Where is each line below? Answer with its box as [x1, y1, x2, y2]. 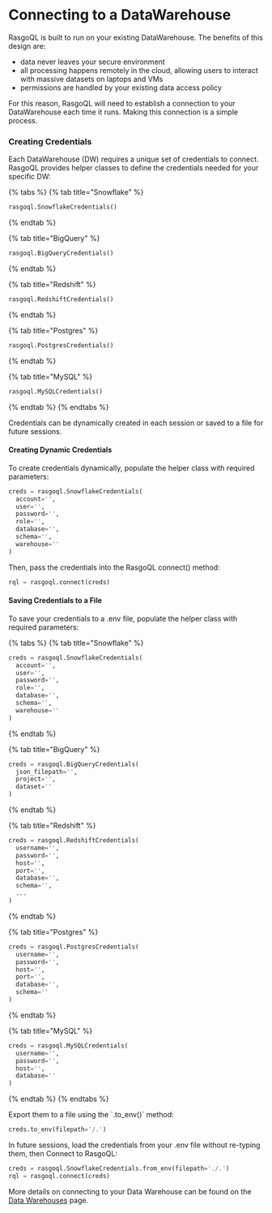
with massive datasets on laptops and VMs [19, 74, 164, 84]
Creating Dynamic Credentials [8, 445, 113, 455]
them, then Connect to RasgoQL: [8, 1149, 117, 1159]
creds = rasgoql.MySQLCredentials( [8, 1041, 129, 1050]
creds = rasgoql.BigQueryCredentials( [8, 760, 139, 768]
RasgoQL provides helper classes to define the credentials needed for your [8, 163, 259, 173]
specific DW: [8, 172, 51, 182]
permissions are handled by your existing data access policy [19, 83, 223, 92]
